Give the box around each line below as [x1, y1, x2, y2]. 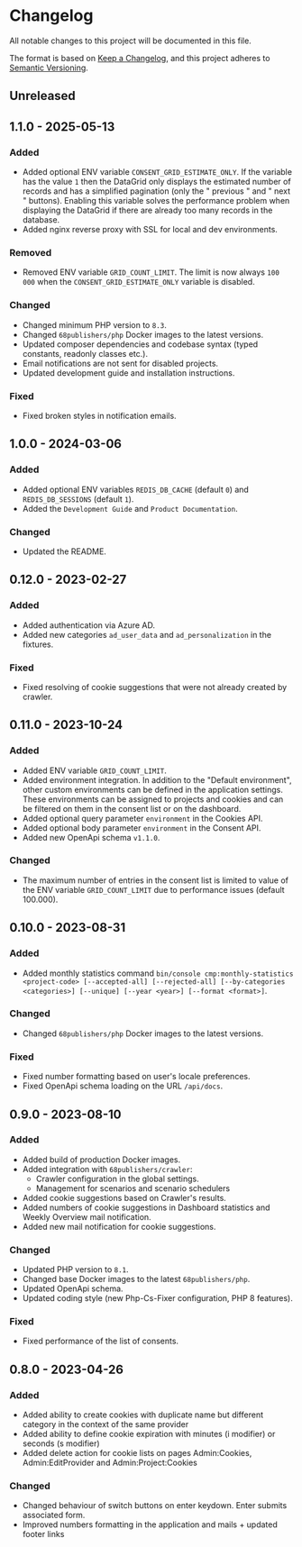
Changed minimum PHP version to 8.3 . [22, 319, 167, 330]
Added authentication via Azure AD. [22, 619, 156, 631]
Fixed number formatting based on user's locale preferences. [22, 1071, 251, 1082]
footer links [22, 1529, 65, 1540]
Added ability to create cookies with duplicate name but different [22, 1409, 264, 1420]
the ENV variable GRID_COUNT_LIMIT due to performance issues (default [22, 884, 286, 895]
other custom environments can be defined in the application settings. [22, 784, 284, 795]
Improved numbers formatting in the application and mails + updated [22, 1519, 278, 1530]
